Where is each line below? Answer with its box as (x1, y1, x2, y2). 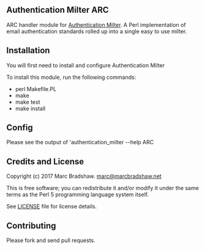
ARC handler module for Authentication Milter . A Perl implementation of (6, 21, 186, 28)
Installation (6, 45, 50, 56)
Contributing (6, 220, 56, 231)
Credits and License (6, 156, 84, 167)
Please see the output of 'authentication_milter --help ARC (6, 139, 154, 146)
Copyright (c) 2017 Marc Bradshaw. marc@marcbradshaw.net (6, 172, 162, 180)
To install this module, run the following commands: (6, 73, 136, 81)
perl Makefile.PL (15, 85, 57, 92)
